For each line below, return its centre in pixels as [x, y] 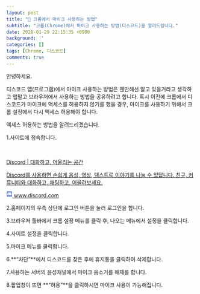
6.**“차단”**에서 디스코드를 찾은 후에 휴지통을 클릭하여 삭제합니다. [85, 259]
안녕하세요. [19, 76]
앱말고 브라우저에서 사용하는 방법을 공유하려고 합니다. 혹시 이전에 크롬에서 [99, 96]
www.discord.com [36, 195]
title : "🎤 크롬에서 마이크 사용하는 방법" [52, 19]
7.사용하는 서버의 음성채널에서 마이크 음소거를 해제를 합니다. [77, 272]
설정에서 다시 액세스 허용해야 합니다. [55, 111]
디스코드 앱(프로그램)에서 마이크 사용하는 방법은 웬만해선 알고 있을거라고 [91, 89]
